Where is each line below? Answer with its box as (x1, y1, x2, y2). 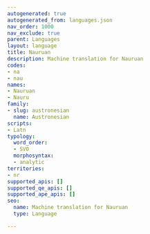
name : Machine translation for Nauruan (13, 204, 129, 211)
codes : (7, 62, 26, 69)
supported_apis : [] (7, 178, 64, 185)
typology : (7, 133, 36, 140)
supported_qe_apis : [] (7, 185, 73, 192)
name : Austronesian (13, 113, 70, 120)
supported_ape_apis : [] (7, 191, 76, 198)
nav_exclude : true (7, 29, 60, 37)
